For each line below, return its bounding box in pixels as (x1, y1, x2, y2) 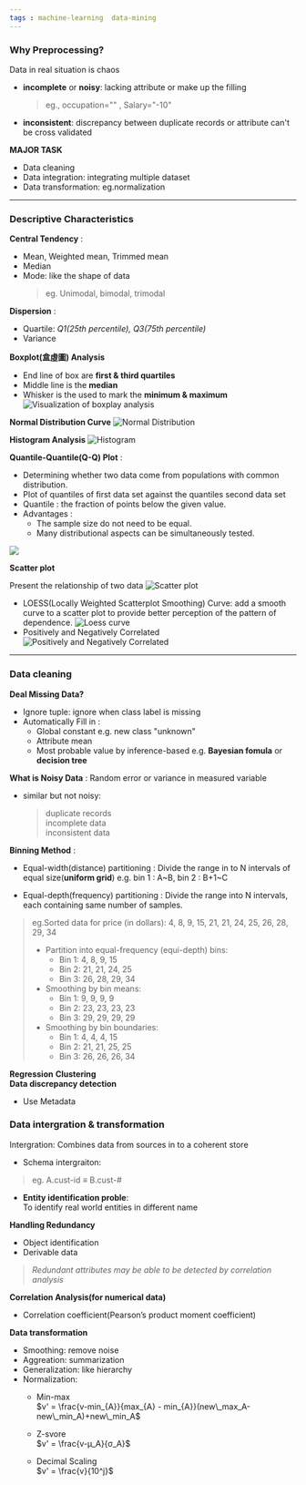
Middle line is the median (22, 380, 118, 391)
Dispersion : (9, 306, 56, 317)
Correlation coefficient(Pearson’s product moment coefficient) (22, 1309, 257, 1320)
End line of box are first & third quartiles (22, 370, 176, 381)
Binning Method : (9, 845, 76, 855)
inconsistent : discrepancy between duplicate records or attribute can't (22, 117, 290, 128)
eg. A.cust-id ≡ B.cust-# (31, 1174, 123, 1185)
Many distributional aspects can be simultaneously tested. (36, 527, 255, 538)
